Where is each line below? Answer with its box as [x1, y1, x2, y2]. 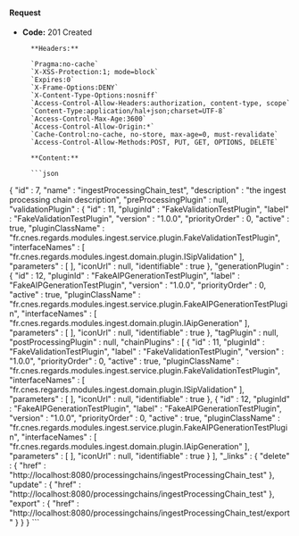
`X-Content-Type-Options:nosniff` [30, 91, 159, 100]
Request [9, 7, 42, 18]
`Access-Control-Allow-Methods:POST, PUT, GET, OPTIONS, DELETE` [30, 138, 278, 147]
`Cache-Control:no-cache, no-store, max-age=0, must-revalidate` [30, 130, 278, 139]
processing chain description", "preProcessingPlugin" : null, [9, 195, 229, 205]
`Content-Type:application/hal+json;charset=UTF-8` [30, 107, 227, 116]
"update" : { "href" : [9, 479, 82, 490]
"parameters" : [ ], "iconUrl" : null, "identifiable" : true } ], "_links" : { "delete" [9, 451, 290, 462]
